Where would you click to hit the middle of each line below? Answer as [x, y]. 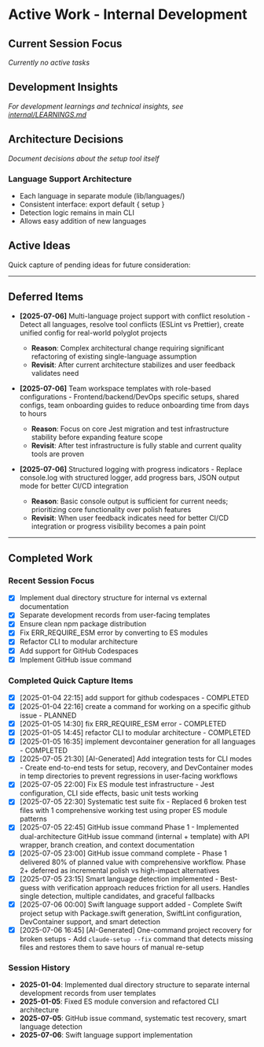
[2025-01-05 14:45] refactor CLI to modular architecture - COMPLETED [135, 733]
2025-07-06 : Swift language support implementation [106, 1035]
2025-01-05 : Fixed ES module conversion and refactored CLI [119, 1001]
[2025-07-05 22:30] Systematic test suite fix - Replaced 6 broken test [133, 802]
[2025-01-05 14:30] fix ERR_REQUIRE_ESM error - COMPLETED [123, 724]
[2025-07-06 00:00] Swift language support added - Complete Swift [131, 904]
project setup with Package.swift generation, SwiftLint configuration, [130, 913]
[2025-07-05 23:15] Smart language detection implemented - [119, 878]
